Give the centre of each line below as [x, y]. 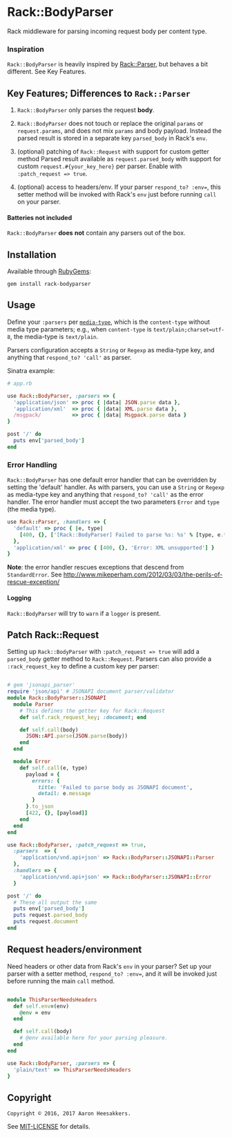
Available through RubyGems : [49, 271]
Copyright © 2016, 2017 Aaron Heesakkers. [69, 1114]
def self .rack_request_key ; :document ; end [83, 717]
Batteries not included [40, 217]
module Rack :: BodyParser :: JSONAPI [57, 698]
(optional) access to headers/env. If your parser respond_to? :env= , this [119, 187]
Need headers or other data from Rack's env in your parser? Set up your [109, 966]
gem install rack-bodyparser [49, 284]
